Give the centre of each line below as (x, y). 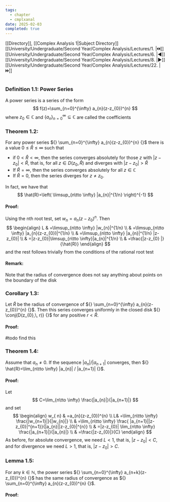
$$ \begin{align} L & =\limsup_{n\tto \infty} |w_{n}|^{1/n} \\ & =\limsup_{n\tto (85, 228)
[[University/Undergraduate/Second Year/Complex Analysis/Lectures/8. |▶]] (85, 60)
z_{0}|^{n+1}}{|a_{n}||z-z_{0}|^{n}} (52, 426)
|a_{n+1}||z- (142, 421)
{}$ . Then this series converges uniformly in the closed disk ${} (94, 310)
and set (13, 407)
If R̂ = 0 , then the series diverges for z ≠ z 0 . (58, 177)
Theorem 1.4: (22, 351)
